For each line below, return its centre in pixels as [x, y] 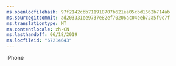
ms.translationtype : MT [37, 23]
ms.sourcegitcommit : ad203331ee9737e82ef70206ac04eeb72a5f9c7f [88, 18]
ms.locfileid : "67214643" [39, 40]
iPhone [15, 58]
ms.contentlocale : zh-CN [38, 29]
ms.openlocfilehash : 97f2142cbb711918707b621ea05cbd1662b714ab [88, 12]
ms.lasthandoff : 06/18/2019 [42, 35]
